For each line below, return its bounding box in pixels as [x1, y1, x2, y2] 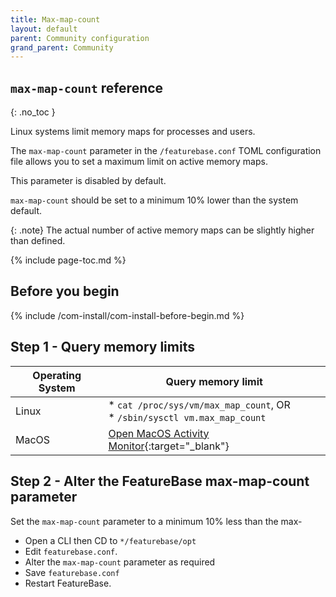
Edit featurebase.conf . [24, 545, 118, 557]
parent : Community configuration [10, 33, 150, 43]
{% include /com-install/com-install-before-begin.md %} [10, 309, 245, 321]
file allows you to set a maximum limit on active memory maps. [10, 156, 268, 168]
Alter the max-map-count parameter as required [24, 556, 216, 568]
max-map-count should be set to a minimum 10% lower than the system [10, 194, 299, 206]
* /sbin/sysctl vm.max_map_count [108, 410, 267, 424]
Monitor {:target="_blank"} [108, 439, 230, 453]
